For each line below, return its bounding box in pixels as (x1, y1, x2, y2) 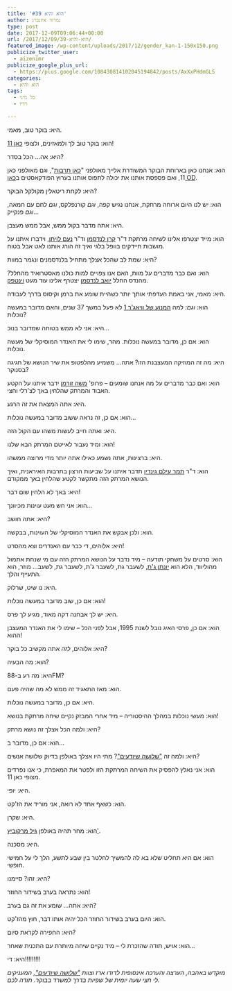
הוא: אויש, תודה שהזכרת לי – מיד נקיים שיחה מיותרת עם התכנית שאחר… (7, 941, 195, 949)
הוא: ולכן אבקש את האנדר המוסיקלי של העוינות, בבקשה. (7, 528, 154, 536)
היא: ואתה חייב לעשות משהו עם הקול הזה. (7, 426, 116, 434)
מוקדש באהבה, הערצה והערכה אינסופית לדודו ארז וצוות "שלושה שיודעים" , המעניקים (7, 968, 226, 976)
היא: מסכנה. (7, 840, 39, 848)
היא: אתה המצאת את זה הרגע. (7, 400, 87, 408)
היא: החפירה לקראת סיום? (7, 928, 76, 936)
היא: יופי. (7, 786, 30, 795)
